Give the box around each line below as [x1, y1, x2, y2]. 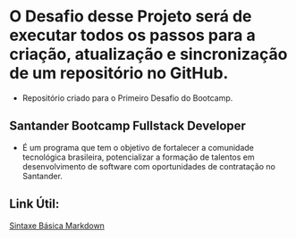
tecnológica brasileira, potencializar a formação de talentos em [21, 152, 255, 162]
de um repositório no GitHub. [9, 63, 229, 84]
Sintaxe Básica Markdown [9, 220, 106, 231]
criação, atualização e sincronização [9, 45, 288, 64]
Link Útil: [9, 196, 60, 211]
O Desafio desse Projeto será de [9, 6, 252, 27]
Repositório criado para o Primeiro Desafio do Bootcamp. [21, 92, 233, 103]
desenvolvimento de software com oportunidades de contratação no [21, 161, 275, 171]
